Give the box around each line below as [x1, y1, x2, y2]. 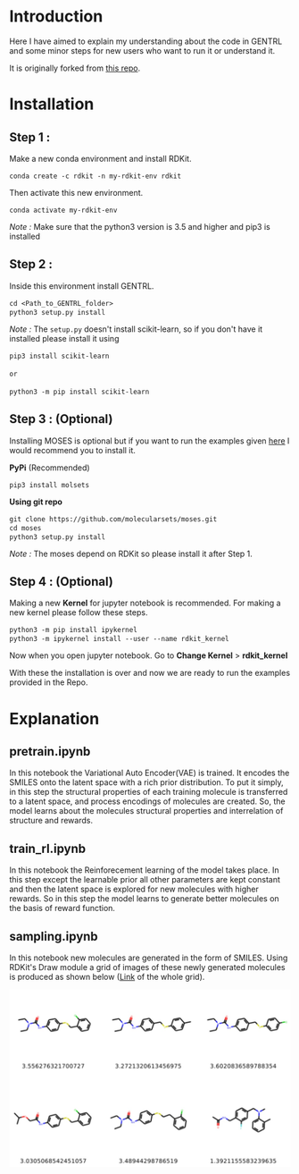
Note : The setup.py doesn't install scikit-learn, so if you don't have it [9, 324, 263, 334]
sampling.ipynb [9, 928, 98, 944]
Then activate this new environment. [9, 187, 144, 198]
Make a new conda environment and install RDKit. [9, 153, 192, 164]
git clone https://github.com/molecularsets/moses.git [9, 514, 218, 524]
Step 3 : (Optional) [9, 411, 113, 427]
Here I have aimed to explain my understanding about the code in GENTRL [9, 36, 283, 46]
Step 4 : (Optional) [9, 574, 113, 589]
